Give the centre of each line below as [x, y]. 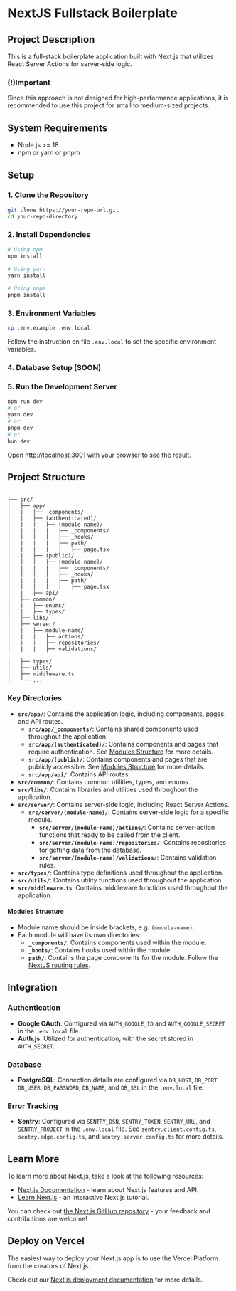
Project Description [51, 39]
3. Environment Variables [52, 313]
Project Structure [46, 477]
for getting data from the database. [90, 850]
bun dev [19, 441]
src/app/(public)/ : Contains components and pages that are [118, 759]
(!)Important [29, 82]
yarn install [27, 275]
